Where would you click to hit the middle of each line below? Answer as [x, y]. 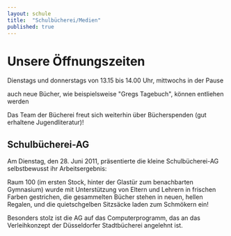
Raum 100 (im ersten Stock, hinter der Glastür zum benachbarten [100, 182]
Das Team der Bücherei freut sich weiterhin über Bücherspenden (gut [107, 115]
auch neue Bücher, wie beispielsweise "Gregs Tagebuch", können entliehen [115, 94]
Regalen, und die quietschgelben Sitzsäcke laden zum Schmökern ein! [108, 205]
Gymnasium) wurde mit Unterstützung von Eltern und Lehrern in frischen [112, 190]
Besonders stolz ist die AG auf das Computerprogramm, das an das [104, 218]
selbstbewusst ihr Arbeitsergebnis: [57, 169]
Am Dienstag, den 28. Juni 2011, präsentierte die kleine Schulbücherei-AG [113, 161]
